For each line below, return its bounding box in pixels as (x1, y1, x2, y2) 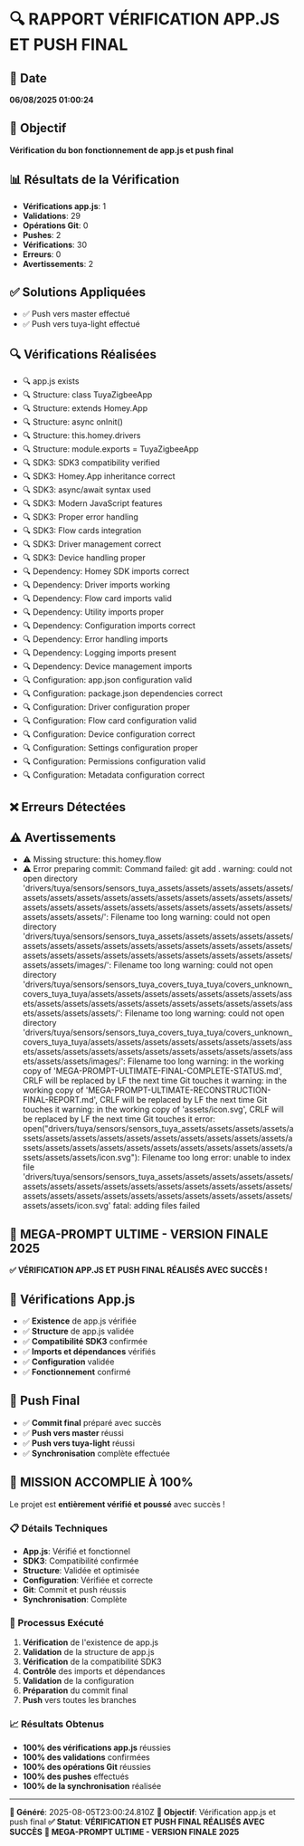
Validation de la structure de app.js (22, 1647, 156, 1658)
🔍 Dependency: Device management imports (22, 661, 193, 672)
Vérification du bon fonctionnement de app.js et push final (9, 144, 233, 156)
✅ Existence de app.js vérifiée (22, 1315, 138, 1326)
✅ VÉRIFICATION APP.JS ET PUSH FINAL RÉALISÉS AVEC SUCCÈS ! (9, 1265, 268, 1276)
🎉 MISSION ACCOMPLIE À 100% (9, 1475, 194, 1490)
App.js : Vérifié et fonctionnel (22, 1546, 131, 1556)
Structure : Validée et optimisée (22, 1565, 140, 1575)
